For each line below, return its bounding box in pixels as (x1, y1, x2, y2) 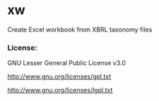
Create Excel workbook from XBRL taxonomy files (7, 25, 153, 34)
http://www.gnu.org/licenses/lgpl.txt (7, 86, 113, 95)
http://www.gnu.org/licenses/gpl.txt (7, 72, 112, 81)
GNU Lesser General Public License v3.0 (7, 59, 126, 67)
